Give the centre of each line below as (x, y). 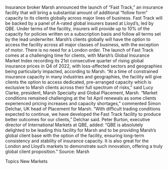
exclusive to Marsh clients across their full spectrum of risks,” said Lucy (79, 87)
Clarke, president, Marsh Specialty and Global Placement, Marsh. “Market (81, 93)
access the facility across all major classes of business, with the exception (82, 45)
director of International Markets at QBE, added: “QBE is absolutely (74, 125)
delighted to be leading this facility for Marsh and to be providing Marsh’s (81, 130)
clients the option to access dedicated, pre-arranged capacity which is (78, 82)
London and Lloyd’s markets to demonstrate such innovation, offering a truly (84, 146)
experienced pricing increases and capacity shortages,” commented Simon (83, 103)
